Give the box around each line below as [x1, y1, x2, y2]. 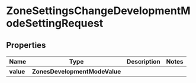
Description [126, 58, 161, 65]
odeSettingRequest [6, 16, 104, 30]
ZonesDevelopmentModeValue [31, 68, 121, 75]
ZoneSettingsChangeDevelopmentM [6, 4, 191, 18]
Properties [6, 40, 46, 50]
